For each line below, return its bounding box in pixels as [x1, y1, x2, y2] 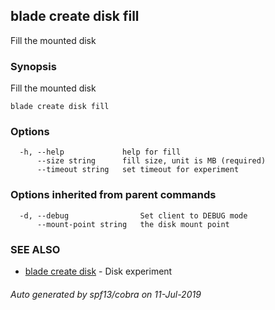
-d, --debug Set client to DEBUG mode [19, 210, 248, 221]
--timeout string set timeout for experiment [36, 165, 240, 175]
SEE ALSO [10, 242, 61, 256]
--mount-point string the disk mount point [36, 219, 230, 229]
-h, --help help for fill [19, 147, 182, 158]
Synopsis [10, 59, 57, 73]
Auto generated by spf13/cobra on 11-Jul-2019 [10, 288, 202, 300]
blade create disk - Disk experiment [24, 265, 173, 277]
